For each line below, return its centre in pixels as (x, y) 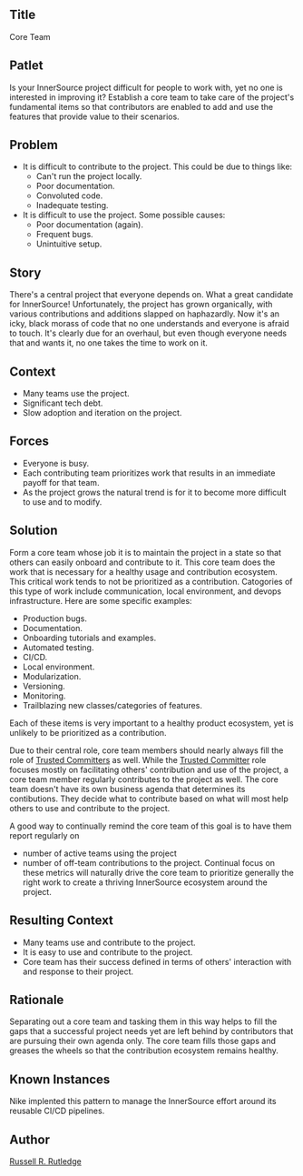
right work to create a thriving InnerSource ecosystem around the (145, 882)
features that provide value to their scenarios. (94, 116)
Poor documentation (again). (89, 225)
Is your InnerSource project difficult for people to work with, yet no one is (146, 87)
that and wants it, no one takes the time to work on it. (109, 343)
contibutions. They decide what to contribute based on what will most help (149, 799)
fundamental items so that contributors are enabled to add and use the (142, 106)
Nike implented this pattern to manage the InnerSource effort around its (143, 1101)
